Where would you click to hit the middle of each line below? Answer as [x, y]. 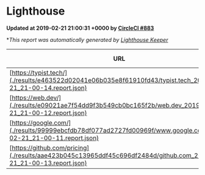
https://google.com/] [41, 123]
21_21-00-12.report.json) [48, 112]
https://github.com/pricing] [51, 148]
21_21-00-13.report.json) [48, 163]
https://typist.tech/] [40, 72]
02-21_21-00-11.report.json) [54, 138]
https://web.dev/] [37, 97]
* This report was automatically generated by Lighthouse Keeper [87, 39]
